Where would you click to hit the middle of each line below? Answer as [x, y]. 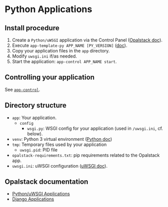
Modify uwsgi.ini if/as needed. [44, 56]
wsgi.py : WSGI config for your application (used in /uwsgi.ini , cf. [95, 128]
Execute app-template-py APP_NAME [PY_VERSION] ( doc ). [70, 45]
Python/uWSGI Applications [41, 194]
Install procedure [32, 28]
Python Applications [48, 9]
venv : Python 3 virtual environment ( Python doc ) [62, 139]
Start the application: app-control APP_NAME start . [64, 61]
